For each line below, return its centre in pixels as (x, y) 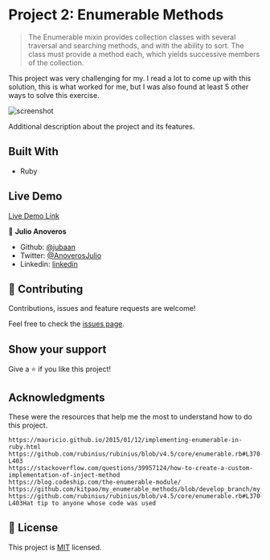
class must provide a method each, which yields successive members (144, 54)
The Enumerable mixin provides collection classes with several (132, 37)
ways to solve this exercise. (54, 95)
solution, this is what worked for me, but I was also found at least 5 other (129, 87)
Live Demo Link (34, 215)
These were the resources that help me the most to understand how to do (131, 417)
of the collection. (56, 63)
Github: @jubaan (48, 247)
